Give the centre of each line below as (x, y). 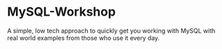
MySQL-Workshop (62, 12)
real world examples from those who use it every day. (84, 37)
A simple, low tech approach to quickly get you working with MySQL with (111, 31)
